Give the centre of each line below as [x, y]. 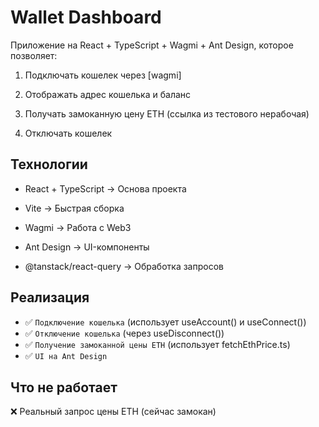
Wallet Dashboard [86, 17]
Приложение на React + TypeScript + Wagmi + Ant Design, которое [152, 45]
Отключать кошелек [68, 133]
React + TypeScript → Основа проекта [105, 188]
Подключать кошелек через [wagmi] [103, 75]
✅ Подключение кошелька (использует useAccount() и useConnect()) [165, 322]
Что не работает [64, 387]
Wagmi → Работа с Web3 [78, 227]
